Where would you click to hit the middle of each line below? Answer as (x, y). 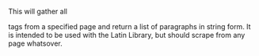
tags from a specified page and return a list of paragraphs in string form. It (129, 26)
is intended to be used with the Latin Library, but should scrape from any (127, 35)
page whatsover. (35, 43)
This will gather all (38, 11)
